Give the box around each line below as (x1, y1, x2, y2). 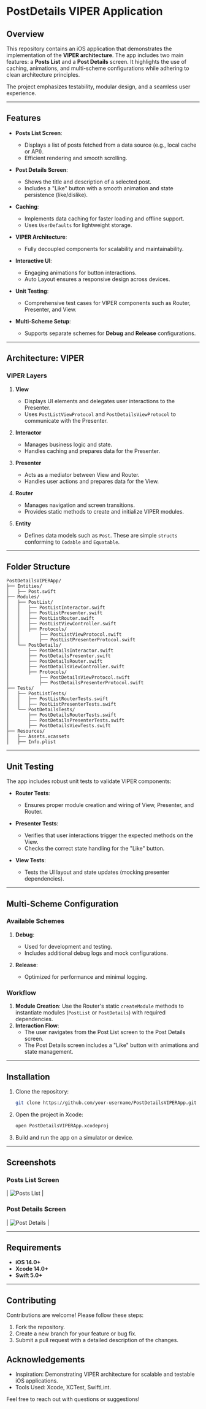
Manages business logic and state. (24, 441, 112, 448)
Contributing (6, 1295, 56, 1305)
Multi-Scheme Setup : (15, 317, 72, 325)
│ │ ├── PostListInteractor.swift (6, 604, 105, 611)
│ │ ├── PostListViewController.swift (6, 621, 116, 627)
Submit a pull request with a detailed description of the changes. (15, 1337, 179, 1344)
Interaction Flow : (15, 1022, 59, 1029)
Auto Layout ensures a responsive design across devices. (24, 275, 170, 283)
